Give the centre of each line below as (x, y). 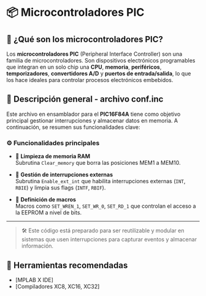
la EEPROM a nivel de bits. (48, 213)
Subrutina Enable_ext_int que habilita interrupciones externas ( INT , (100, 181)
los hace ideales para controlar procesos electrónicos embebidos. (90, 80)
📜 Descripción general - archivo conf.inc (85, 99)
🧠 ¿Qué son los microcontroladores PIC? (85, 39)
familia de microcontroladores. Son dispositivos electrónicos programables (101, 60)
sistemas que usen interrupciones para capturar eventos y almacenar (109, 240)
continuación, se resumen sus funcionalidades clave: (73, 127)
